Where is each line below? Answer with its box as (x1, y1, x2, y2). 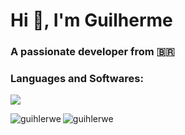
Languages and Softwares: (10, 72, 144, 86)
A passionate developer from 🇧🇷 (10, 45, 175, 59)
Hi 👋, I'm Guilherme (10, 9, 173, 32)
